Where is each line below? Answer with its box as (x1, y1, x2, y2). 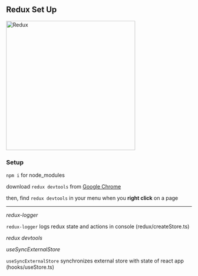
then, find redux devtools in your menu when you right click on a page (6, 194, 179, 202)
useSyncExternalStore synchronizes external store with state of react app (6, 257, 184, 265)
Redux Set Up (6, 5, 57, 15)
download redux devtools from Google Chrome (6, 183, 121, 190)
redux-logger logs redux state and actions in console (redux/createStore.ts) (6, 223, 190, 230)
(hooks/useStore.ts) (6, 264, 55, 271)
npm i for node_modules (6, 171, 65, 179)
